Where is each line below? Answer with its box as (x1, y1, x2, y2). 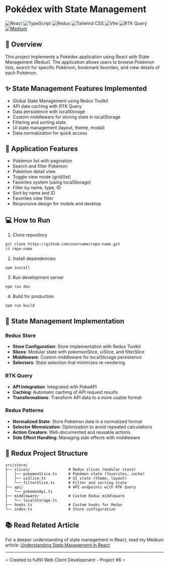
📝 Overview (5, 40, 42, 49)
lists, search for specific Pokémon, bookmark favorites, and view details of (5, 64, 160, 70)
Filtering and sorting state (12, 119, 66, 125)
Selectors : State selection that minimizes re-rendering (12, 360, 126, 366)
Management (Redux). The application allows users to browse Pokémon (5, 59, 154, 65)
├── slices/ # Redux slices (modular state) (5, 467, 136, 472)
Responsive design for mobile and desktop (12, 201, 102, 207)
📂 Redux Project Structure (5, 449, 88, 458)
